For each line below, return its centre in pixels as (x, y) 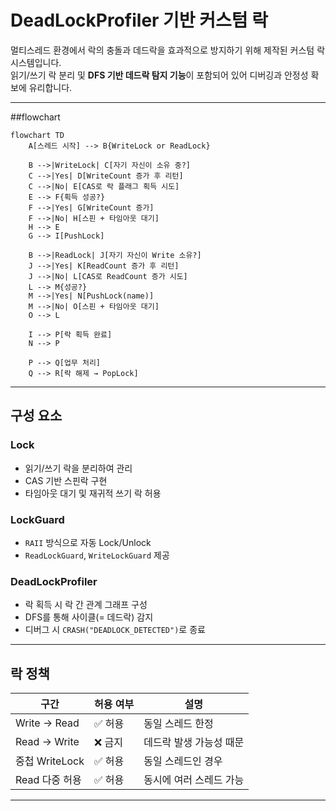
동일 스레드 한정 (178, 724)
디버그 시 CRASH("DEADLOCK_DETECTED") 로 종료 (115, 630)
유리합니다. (50, 87)
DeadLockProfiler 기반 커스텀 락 (139, 20)
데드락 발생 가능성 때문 (194, 743)
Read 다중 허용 (48, 780)
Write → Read (47, 723)
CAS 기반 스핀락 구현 (66, 480)
